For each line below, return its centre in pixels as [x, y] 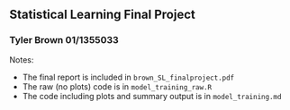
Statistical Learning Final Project [102, 15]
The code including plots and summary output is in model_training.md [152, 96]
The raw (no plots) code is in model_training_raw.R [117, 86]
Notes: [22, 59]
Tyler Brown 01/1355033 [64, 40]
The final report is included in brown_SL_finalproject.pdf [128, 77]
